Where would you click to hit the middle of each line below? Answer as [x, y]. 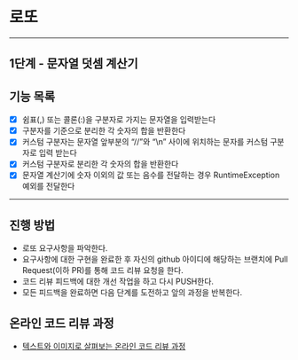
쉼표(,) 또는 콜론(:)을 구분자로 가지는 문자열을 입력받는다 [119, 120]
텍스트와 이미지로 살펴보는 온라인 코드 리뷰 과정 [104, 347]
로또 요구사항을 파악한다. [65, 248]
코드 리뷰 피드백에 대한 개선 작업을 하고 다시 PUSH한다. [118, 282]
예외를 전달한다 [48, 186]
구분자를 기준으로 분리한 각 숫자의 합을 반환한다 [104, 131]
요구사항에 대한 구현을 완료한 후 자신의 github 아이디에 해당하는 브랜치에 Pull [155, 259]
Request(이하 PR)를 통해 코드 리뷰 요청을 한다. [102, 270]
